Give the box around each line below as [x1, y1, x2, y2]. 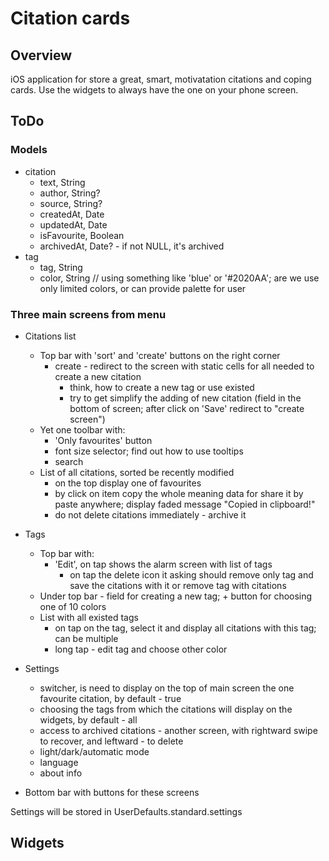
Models [10, 143, 48, 157]
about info [39, 767, 83, 779]
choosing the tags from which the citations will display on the [39, 703, 293, 715]
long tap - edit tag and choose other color [54, 643, 228, 655]
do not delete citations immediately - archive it [54, 508, 247, 521]
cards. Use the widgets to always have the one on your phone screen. [10, 84, 299, 96]
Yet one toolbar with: [39, 423, 126, 436]
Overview [10, 47, 73, 64]
